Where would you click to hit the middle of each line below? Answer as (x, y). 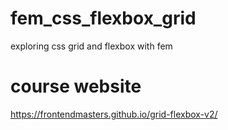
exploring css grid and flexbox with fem (91, 46)
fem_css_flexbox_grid (103, 18)
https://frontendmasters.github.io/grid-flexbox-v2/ (114, 114)
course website (76, 86)
